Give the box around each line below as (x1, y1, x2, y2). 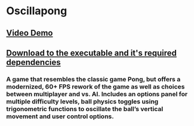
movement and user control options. (6, 112, 115, 120)
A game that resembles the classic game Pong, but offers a (6, 75, 181, 83)
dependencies (6, 57, 61, 67)
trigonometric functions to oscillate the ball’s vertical (6, 105, 164, 113)
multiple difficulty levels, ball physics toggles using (6, 97, 159, 105)
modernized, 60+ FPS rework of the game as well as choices (6, 82, 185, 90)
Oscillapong (6, 4, 67, 18)
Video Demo (6, 28, 53, 38)
